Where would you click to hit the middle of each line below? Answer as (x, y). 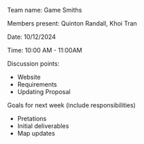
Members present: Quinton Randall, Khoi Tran (72, 23)
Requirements (37, 84)
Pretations (32, 118)
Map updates (36, 133)
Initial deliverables (43, 126)
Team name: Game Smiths (45, 10)
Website (29, 77)
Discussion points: (34, 64)
